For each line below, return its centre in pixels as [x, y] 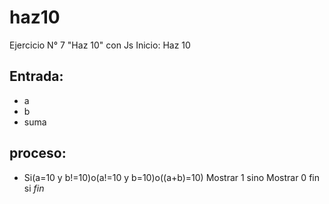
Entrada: [36, 76]
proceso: [38, 153]
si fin [34, 188]
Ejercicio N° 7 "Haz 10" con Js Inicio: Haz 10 [100, 45]
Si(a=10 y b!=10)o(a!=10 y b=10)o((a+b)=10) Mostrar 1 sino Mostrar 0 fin [171, 177]
